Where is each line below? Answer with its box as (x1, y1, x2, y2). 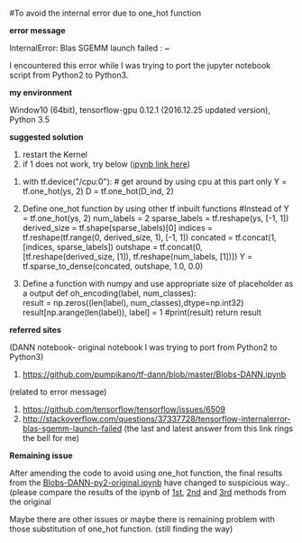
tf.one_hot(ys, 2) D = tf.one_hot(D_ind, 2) (22, 186, 174, 197)
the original (9, 496, 51, 507)
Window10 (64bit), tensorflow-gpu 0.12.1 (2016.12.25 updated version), (9, 105, 270, 115)
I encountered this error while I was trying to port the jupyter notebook (9, 60, 271, 70)
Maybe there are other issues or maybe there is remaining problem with (9, 514, 275, 524)
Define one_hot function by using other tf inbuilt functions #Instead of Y (22, 203, 290, 214)
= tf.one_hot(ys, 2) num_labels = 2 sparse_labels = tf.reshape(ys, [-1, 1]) (22, 213, 289, 224)
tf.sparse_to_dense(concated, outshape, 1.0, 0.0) (22, 261, 204, 271)
